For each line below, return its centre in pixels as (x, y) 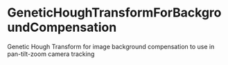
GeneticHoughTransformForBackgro (114, 13)
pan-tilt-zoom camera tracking (51, 54)
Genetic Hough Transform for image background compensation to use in (111, 46)
